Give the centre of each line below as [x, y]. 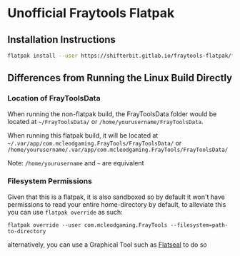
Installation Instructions [62, 40]
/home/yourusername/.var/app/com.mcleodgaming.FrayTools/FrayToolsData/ [118, 150]
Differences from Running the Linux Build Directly [120, 78]
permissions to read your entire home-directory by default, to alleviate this [117, 204]
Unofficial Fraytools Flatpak [91, 13]
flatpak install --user [43, 56]
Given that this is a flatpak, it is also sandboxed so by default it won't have [116, 197]
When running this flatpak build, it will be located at [83, 135]
